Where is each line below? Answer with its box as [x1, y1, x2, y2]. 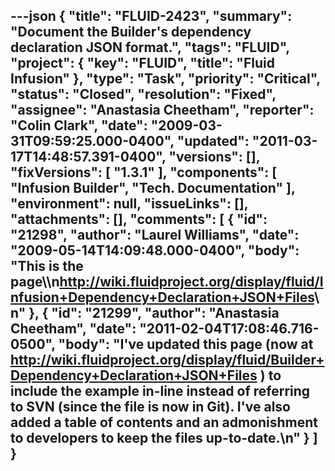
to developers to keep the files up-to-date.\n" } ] [10, 430, 318, 447]
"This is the [10, 258, 84, 275]
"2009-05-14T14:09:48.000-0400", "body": [10, 242, 300, 259]
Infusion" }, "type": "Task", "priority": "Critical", [10, 70, 321, 88]
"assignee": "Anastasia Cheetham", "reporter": [10, 102, 315, 119]
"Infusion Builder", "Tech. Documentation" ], [10, 180, 296, 197]
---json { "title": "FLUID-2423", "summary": [10, 8, 293, 25]
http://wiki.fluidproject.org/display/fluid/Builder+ [10, 352, 325, 369]
